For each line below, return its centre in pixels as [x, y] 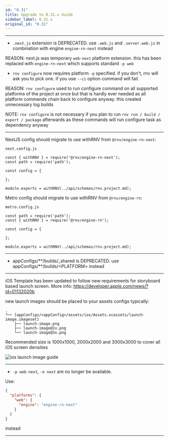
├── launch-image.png [37, 324]
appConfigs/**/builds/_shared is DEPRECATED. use [66, 261]
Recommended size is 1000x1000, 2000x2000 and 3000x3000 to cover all [83, 342]
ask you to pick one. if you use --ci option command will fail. [76, 79]
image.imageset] [22, 319]
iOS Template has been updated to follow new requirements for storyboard [83, 281]
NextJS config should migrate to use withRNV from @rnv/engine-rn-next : [81, 140]
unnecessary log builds [29, 104]
